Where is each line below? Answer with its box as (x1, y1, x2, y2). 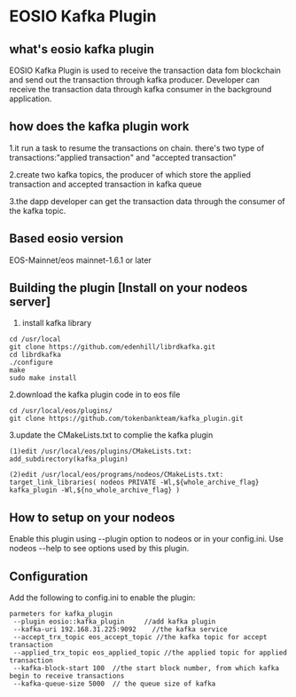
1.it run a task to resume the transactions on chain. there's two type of (9, 142, 265, 153)
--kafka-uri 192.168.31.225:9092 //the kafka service (12, 625, 228, 634)
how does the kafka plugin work (9, 119, 190, 134)
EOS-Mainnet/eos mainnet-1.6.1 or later (9, 255, 152, 265)
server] (9, 295, 51, 310)
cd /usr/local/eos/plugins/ (9, 407, 113, 416)
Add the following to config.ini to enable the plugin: (9, 592, 196, 603)
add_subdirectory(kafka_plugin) (9, 455, 129, 463)
